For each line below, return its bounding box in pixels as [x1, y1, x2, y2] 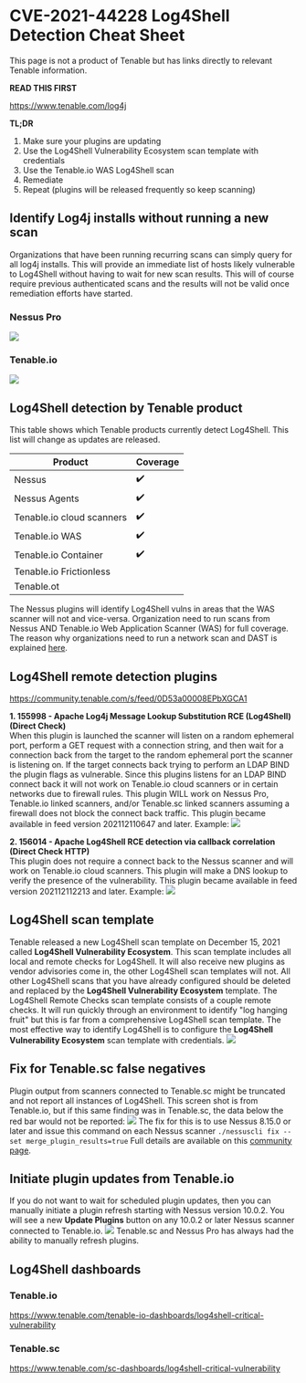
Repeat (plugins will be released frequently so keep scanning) [22, 183, 256, 194]
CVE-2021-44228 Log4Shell [9, 5, 230, 26]
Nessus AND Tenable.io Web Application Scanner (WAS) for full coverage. [9, 623, 290, 634]
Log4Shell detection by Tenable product [9, 400, 243, 415]
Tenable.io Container [14, 549, 103, 561]
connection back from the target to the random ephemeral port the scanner [9, 749, 294, 760]
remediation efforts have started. [9, 288, 133, 299]
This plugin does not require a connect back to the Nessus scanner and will [9, 855, 294, 866]
